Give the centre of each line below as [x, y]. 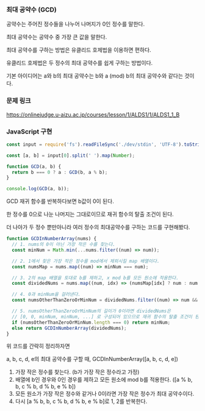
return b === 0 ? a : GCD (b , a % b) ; [60, 172]
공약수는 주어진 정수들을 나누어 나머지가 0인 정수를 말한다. [76, 24]
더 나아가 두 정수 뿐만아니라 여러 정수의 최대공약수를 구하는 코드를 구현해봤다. [98, 227]
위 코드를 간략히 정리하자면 [38, 346]
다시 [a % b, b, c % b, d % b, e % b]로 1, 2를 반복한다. [81, 401]
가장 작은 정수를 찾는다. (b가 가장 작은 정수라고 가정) [77, 372]
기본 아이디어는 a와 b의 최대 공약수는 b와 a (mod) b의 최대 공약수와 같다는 [95, 76]
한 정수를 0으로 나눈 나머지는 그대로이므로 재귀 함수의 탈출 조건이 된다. [90, 214]
